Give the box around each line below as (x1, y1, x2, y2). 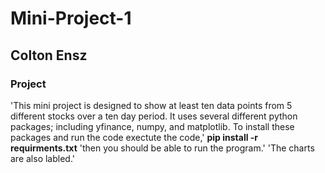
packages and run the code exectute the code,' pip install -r (10, 131, 259, 143)
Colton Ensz (10, 47, 88, 64)
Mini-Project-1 (10, 7, 132, 30)
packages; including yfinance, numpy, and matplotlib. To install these (10, 120, 295, 132)
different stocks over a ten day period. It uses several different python (10, 110, 298, 122)
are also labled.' (10, 152, 76, 164)
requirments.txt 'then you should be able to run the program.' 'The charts (10, 142, 315, 154)
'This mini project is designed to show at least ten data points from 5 (10, 99, 293, 111)
